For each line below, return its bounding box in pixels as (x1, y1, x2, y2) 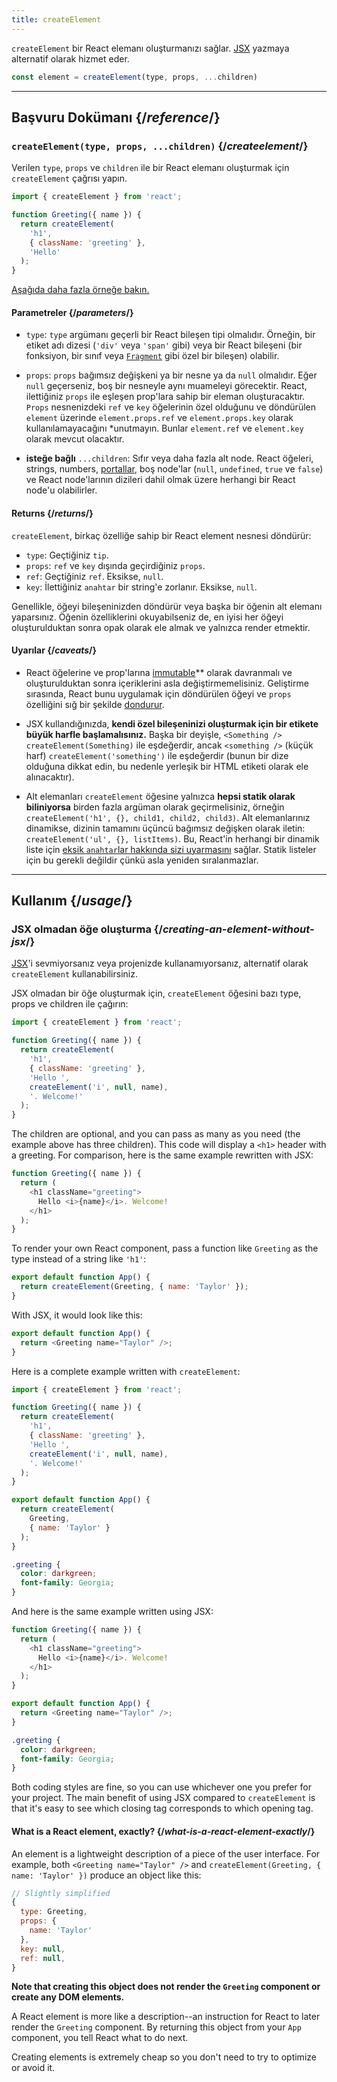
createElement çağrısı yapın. (11, 172, 128, 185)
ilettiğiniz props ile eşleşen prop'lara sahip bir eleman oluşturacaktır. (25, 391, 306, 403)
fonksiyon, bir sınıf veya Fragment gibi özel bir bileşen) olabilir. (25, 350, 280, 362)
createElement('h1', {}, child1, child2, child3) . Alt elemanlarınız (25, 811, 311, 823)
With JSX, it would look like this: (11, 1309, 143, 1321)
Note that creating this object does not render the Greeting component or (11, 1981, 321, 1993)
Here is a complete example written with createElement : (11, 1365, 241, 1377)
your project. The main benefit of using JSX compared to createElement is (11, 1792, 316, 1804)
